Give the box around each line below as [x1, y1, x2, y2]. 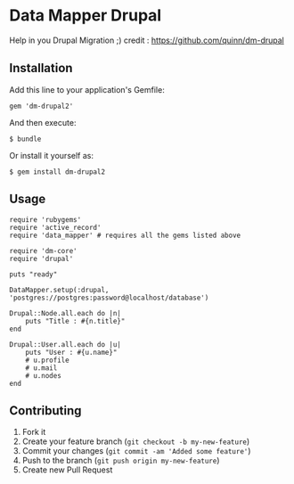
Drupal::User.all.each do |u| [9, 340, 122, 349]
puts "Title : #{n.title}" [25, 316, 126, 325]
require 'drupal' [9, 254, 74, 263]
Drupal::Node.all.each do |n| [9, 308, 122, 317]
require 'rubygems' [9, 215, 82, 224]
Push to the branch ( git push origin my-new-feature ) [21, 455, 220, 466]
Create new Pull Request [21, 464, 113, 475]
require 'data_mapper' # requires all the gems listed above [9, 231, 241, 240]
